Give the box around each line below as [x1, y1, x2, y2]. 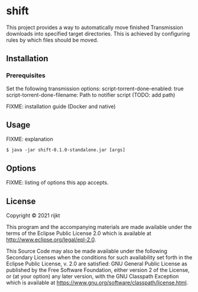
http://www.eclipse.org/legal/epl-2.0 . [6, 236, 96, 243]
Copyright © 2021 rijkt [6, 212, 60, 219]
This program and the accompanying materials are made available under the [6, 224, 192, 231]
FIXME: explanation [6, 135, 53, 143]
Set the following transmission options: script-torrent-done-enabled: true [6, 85, 184, 92]
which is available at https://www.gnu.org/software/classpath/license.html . [6, 279, 189, 286]
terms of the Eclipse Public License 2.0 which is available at [6, 230, 152, 237]
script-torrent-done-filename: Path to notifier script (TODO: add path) [6, 91, 176, 99]
